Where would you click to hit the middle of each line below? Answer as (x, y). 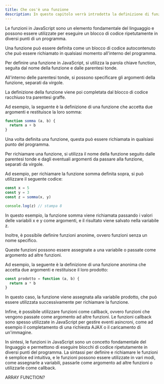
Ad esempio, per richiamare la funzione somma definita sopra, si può (74, 174)
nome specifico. (21, 240)
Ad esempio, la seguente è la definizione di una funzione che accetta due (79, 107)
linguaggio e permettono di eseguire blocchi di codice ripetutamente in (76, 347)
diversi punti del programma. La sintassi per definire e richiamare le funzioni (82, 352)
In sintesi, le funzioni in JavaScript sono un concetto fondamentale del (76, 342)
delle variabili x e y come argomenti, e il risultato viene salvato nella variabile (82, 220)
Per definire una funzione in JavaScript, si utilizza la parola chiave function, (81, 63)
